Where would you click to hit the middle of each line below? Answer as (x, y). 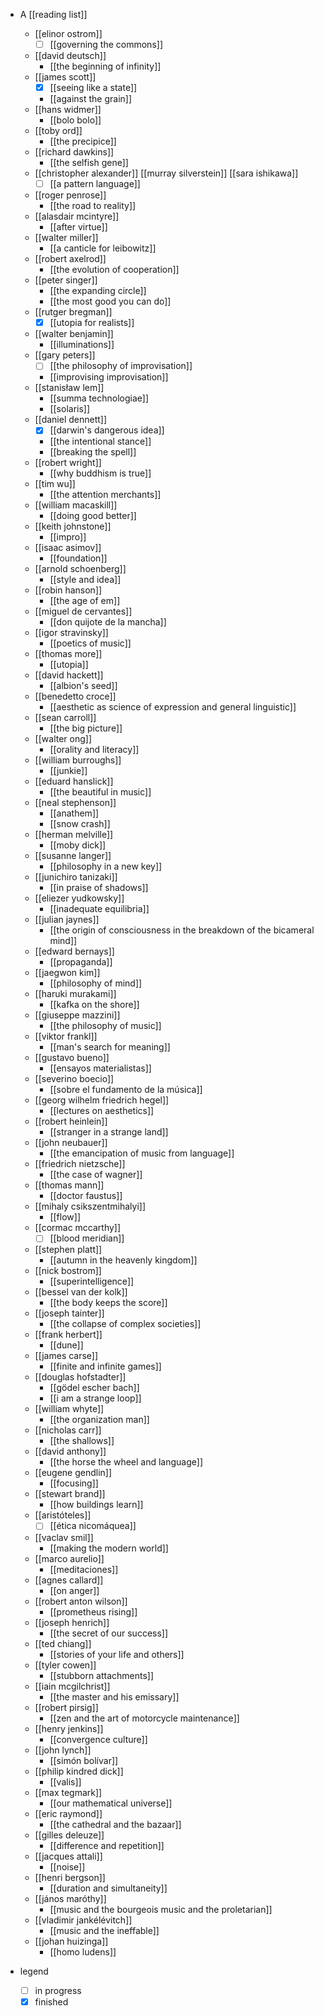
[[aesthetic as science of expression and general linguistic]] (173, 707)
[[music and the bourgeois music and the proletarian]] (161, 1909)
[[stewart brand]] (70, 1494)
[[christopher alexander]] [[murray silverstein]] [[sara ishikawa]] (166, 173)
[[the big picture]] (86, 728)
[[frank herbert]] (68, 1335)
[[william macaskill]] (76, 505)
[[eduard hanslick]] (74, 781)
